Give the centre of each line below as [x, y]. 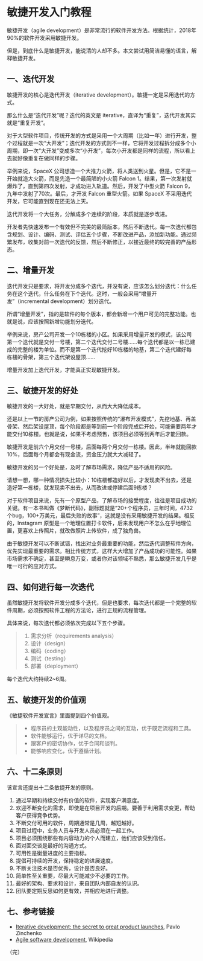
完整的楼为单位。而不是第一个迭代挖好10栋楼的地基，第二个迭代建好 [102, 349]
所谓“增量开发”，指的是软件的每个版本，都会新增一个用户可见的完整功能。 [99, 314]
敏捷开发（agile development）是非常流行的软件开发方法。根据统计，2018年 [101, 30]
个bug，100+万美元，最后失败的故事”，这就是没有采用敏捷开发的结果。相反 [101, 516]
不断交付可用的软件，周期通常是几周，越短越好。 [76, 823]
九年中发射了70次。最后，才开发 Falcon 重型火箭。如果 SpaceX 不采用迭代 [99, 193]
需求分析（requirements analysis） [74, 636]
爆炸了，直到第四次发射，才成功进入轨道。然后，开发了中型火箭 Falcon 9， [100, 186]
